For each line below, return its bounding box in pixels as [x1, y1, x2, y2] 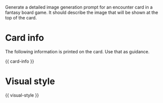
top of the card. [5, 15, 37, 20]
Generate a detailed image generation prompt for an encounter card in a [5, 4, 153, 10]
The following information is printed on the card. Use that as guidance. [5, 48, 150, 54]
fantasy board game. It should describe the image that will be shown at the [5, 9, 158, 15]
